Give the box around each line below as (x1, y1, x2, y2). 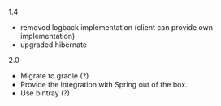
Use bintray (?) (19, 88, 71, 98)
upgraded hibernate (19, 40, 88, 49)
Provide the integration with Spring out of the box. (19, 80, 188, 89)
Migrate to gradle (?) (19, 71, 89, 80)
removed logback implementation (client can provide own (19, 23, 214, 32)
